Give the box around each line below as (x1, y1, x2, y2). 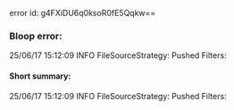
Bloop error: (9, 30, 63, 42)
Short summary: (9, 71, 71, 81)
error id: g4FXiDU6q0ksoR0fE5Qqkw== (9, 8, 156, 18)
